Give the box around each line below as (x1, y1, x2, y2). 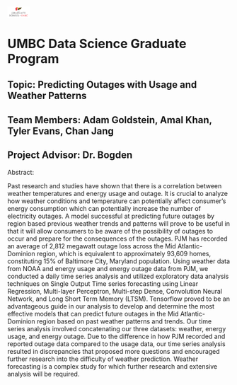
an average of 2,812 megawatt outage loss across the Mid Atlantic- (7, 241, 203, 250)
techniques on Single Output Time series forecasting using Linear (7, 279, 199, 288)
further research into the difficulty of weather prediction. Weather (7, 355, 199, 363)
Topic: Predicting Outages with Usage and (7, 79, 197, 91)
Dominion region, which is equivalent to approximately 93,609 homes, (7, 249, 211, 258)
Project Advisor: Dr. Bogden (7, 149, 133, 161)
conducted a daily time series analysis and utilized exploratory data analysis (7, 272, 229, 280)
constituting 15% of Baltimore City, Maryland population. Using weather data (7, 257, 231, 265)
